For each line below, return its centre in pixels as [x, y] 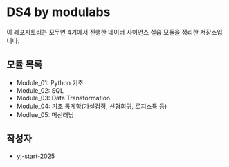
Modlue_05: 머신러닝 [45, 114]
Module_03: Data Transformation [63, 98]
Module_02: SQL [40, 90]
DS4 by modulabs [58, 12]
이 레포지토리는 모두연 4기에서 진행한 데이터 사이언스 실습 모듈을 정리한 [102, 32]
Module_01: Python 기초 [50, 82]
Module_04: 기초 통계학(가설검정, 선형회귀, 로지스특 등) [92, 106]
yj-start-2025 [36, 156]
